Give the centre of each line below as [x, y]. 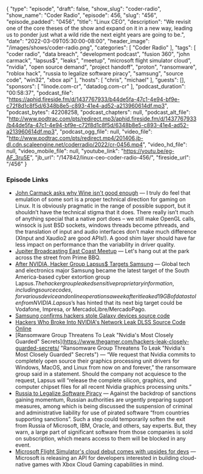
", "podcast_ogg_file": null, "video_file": [104, 131]
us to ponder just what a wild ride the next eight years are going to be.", [96, 35]
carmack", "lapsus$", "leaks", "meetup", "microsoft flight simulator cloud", [99, 61]
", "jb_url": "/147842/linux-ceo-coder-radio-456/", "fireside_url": [110, 157]
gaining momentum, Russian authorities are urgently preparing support [104, 400]
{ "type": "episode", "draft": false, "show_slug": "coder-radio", [84, 9]
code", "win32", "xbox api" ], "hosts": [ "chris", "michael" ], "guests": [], [96, 80]
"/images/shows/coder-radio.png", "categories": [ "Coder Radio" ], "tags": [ [101, 47]
